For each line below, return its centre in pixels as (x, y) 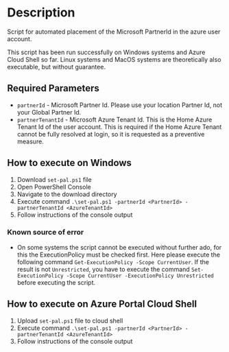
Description (41, 13)
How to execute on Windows (70, 163)
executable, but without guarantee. (57, 67)
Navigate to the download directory (67, 194)
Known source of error (46, 233)
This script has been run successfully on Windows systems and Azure (106, 52)
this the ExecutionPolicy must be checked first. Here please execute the (119, 255)
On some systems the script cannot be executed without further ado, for (119, 247)
